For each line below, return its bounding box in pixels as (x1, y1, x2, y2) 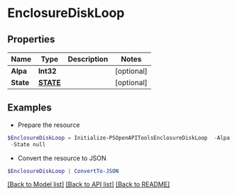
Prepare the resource (17, 121, 80, 129)
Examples (7, 101, 52, 114)
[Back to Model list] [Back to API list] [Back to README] (7, 180, 170, 189)
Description (67, 55, 109, 64)
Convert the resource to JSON (17, 154, 106, 162)
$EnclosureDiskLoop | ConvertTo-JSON (7, 167, 119, 174)
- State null (10, 140, 46, 148)
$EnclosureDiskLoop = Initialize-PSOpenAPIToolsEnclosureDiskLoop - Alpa (7, 134, 231, 141)
